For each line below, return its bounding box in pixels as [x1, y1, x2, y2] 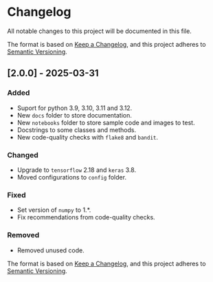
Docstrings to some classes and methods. [16, 125, 137, 134]
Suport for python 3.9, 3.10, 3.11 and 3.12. [16, 104, 133, 112]
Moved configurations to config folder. [16, 173, 127, 181]
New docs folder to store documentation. [16, 111, 132, 119]
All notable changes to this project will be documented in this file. [7, 27, 192, 35]
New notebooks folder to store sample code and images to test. [16, 118, 195, 127]
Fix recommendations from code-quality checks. [16, 213, 156, 221]
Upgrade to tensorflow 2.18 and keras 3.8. [16, 166, 136, 174]
